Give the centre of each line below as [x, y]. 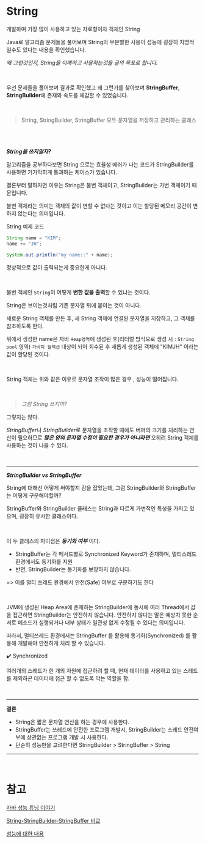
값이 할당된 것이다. [28, 354]
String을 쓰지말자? [29, 151]
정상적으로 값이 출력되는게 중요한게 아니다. [57, 267]
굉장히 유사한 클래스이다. [49, 516]
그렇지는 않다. [23, 417]
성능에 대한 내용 [25, 833]
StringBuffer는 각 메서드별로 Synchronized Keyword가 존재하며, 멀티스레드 [106, 554]
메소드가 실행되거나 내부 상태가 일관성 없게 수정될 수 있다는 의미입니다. [101, 622]
